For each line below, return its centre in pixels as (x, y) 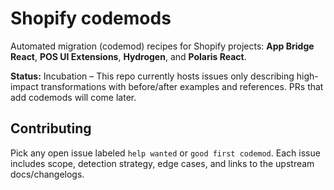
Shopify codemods (91, 18)
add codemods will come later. (73, 97)
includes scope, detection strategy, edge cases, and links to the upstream (162, 163)
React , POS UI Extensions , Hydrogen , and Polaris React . (128, 56)
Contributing (51, 128)
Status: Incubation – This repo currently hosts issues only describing (152, 76)
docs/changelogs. (47, 174)
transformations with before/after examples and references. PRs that (182, 86)
